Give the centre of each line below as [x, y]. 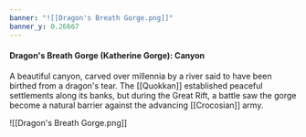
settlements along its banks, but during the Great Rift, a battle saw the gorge [153, 95]
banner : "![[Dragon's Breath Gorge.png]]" [91, 18]
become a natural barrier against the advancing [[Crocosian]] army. [137, 105]
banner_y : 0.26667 [44, 26]
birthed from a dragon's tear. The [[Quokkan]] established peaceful [136, 85]
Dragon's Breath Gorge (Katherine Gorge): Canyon [107, 56]
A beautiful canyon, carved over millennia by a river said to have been [141, 76]
